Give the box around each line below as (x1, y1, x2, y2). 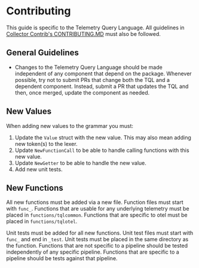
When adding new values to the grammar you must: (6, 122, 133, 129)
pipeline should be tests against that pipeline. (6, 255, 118, 262)
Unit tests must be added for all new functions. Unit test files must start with (6, 229, 194, 237)
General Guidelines (6, 48, 79, 58)
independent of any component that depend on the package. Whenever (14, 70, 192, 77)
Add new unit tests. (14, 166, 63, 173)
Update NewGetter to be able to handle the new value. (14, 159, 146, 166)
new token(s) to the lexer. (14, 140, 78, 147)
